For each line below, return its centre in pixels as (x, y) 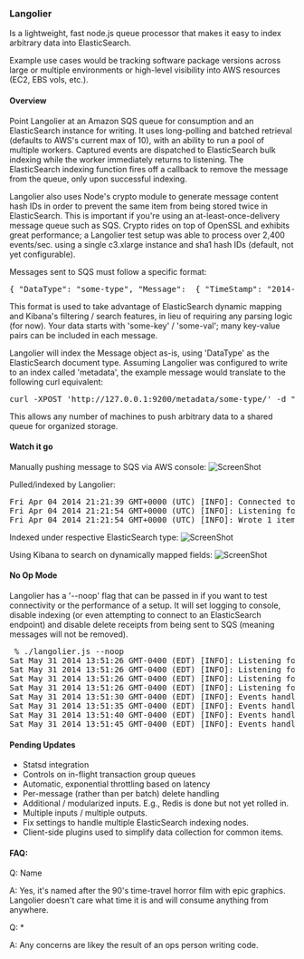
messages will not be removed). (69, 634)
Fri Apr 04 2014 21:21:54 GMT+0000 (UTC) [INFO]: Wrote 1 (141, 519)
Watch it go (31, 446)
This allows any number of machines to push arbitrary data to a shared (141, 416)
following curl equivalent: (57, 382)
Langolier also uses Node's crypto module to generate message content (144, 196)
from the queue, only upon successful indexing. (98, 179)
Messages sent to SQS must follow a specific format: (108, 271)
